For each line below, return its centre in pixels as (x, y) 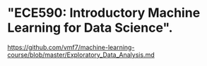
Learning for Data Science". (90, 28)
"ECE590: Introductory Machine (104, 13)
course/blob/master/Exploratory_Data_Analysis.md (81, 55)
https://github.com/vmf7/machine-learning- (71, 47)
